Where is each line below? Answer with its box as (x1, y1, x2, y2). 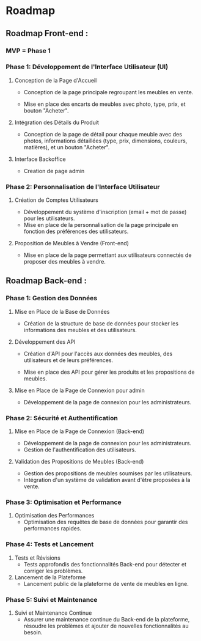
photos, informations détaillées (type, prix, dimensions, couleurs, (23, 137, 188, 144)
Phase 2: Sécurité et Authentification (5, 413, 119, 422)
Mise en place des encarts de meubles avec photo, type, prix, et (23, 100, 186, 108)
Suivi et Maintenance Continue (14, 609, 92, 617)
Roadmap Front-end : (5, 28, 89, 39)
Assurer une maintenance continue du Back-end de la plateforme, (23, 615, 190, 623)
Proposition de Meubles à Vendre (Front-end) (14, 240, 130, 247)
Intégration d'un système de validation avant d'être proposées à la (23, 476, 191, 484)
